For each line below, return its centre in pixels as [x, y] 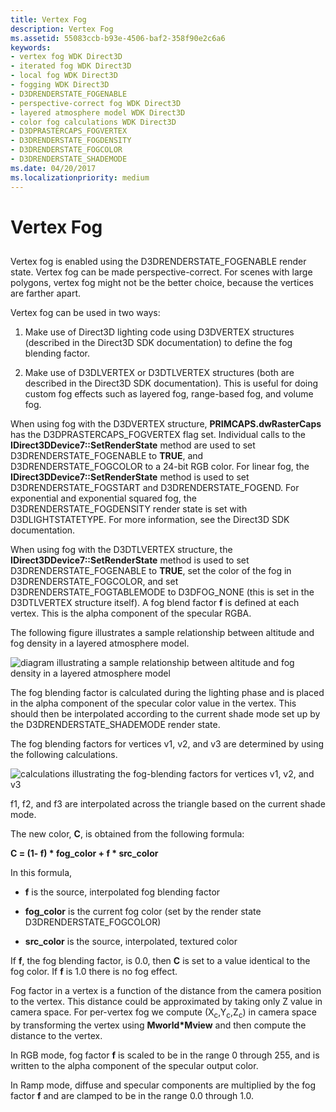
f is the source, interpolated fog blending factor [122, 892]
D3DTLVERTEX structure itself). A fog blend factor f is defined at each [155, 603]
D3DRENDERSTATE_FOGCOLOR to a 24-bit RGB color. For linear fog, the [160, 467]
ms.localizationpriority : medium [80, 177]
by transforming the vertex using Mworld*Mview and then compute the [158, 1025]
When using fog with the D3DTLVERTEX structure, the [121, 550]
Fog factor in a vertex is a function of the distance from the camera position [166, 991]
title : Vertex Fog [48, 19]
